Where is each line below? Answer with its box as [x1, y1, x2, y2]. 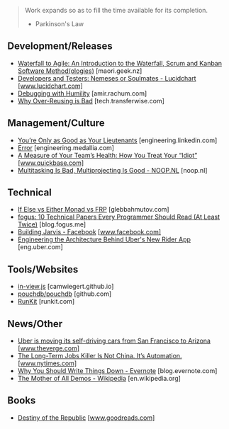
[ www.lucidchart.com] [17, 81, 83, 90]
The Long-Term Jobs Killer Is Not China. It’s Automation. [17, 352, 182, 360]
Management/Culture [7, 117, 105, 130]
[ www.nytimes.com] [17, 359, 77, 367]
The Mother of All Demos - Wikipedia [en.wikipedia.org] [17, 374, 181, 383]
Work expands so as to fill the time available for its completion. [24, 6, 208, 14]
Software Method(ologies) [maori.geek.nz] [17, 67, 143, 75]
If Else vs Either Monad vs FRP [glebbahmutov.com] [17, 205, 169, 214]
